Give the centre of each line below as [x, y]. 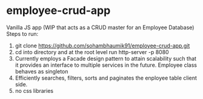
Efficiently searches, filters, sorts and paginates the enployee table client [106, 78]
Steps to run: [22, 33]
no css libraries [34, 90]
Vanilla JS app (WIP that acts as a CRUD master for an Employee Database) [100, 27]
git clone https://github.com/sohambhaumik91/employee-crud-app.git [102, 46]
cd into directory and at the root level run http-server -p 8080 [92, 52]
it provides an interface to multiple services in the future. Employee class [106, 65]
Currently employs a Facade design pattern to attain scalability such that [106, 58]
